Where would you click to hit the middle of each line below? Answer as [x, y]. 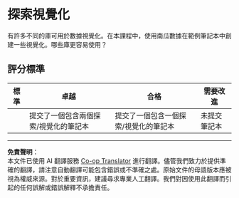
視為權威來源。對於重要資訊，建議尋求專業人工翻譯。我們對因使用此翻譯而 [116, 178]
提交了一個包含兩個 [62, 115]
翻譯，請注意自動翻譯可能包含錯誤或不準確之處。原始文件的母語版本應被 [126, 170]
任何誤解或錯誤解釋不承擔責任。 [67, 187]
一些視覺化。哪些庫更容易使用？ [60, 44]
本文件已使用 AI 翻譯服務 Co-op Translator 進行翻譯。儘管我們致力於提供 [114, 160]
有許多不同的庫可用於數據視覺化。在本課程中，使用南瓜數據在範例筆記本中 [116, 36]
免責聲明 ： [23, 152]
